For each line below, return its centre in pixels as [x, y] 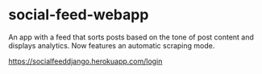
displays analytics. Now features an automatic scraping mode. [112, 45]
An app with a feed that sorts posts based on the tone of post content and [131, 37]
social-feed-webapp [79, 15]
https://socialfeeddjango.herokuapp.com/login [85, 61]
